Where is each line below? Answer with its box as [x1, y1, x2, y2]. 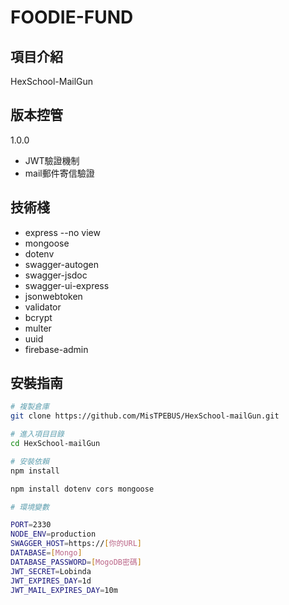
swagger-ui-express [24, 279, 110, 291]
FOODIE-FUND [10, 6, 134, 29]
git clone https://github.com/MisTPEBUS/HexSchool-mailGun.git [10, 411, 280, 421]
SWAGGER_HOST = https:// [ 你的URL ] [10, 539, 142, 549]
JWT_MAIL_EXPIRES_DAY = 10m [10, 585, 118, 595]
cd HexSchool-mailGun [10, 439, 101, 449]
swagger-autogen [24, 258, 99, 270]
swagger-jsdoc [24, 269, 88, 281]
